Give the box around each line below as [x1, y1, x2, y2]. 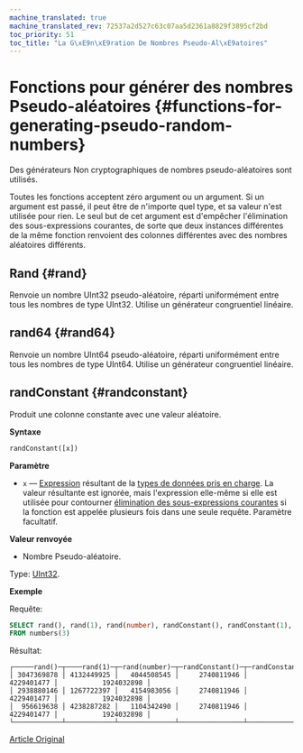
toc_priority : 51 [9, 30, 75, 39]
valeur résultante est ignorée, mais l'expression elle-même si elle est [22, 487, 278, 498]
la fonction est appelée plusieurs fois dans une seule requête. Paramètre [22, 506, 292, 517]
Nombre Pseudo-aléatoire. [22, 551, 122, 562]
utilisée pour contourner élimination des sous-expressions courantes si [22, 497, 287, 508]
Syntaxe [9, 426, 41, 437]
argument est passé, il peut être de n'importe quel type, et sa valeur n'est [9, 201, 282, 212]
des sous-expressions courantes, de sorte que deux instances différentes [9, 220, 284, 231]
